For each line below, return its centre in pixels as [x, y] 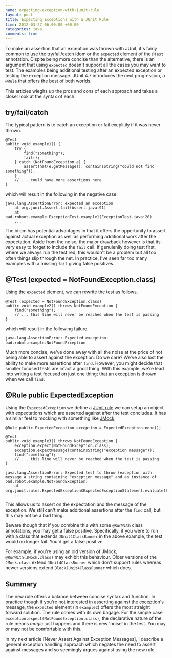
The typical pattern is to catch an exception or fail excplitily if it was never [83, 125]
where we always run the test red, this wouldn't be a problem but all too [81, 252]
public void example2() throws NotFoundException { [61, 306]
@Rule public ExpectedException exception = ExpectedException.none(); [83, 428]
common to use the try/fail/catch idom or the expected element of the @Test [84, 54]
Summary [21, 584]
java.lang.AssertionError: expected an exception [59, 203]
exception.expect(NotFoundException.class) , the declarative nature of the [83, 618]
